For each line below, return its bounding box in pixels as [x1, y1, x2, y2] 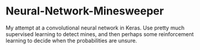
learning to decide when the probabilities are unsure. [5, 37, 137, 44]
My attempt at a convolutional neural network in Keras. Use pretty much [5, 24, 185, 31]
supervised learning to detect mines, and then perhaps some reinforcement [5, 30, 194, 37]
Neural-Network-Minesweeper [5, 4, 164, 18]
